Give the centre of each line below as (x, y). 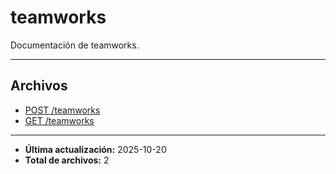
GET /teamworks (59, 120)
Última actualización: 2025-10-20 (95, 149)
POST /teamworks (62, 110)
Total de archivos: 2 (67, 160)
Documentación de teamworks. (75, 45)
